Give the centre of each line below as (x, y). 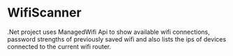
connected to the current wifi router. (59, 46)
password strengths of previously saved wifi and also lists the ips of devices (117, 39)
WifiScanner (44, 13)
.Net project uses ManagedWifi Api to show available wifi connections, (109, 32)
